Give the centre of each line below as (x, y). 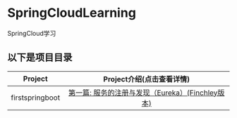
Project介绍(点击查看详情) (147, 79)
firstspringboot (36, 98)
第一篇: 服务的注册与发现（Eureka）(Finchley (143, 93)
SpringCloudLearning (72, 13)
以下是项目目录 (40, 58)
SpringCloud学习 (32, 33)
